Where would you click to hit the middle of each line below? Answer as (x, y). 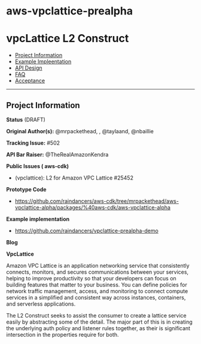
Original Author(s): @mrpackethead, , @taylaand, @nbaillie (80, 131)
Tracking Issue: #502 (33, 143)
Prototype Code (26, 189)
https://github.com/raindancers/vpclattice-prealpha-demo (86, 231)
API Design (28, 68)
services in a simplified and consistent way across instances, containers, (96, 297)
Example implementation (38, 219)
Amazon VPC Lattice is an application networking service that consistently (98, 265)
